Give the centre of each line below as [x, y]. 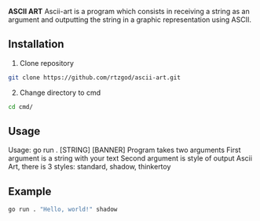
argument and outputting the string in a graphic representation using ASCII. [130, 20]
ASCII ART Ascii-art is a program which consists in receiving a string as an [129, 11]
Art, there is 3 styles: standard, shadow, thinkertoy [90, 167]
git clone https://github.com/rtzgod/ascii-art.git [94, 78]
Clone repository [47, 63]
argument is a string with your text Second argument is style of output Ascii [130, 158]
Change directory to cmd [60, 92]
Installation [36, 44]
